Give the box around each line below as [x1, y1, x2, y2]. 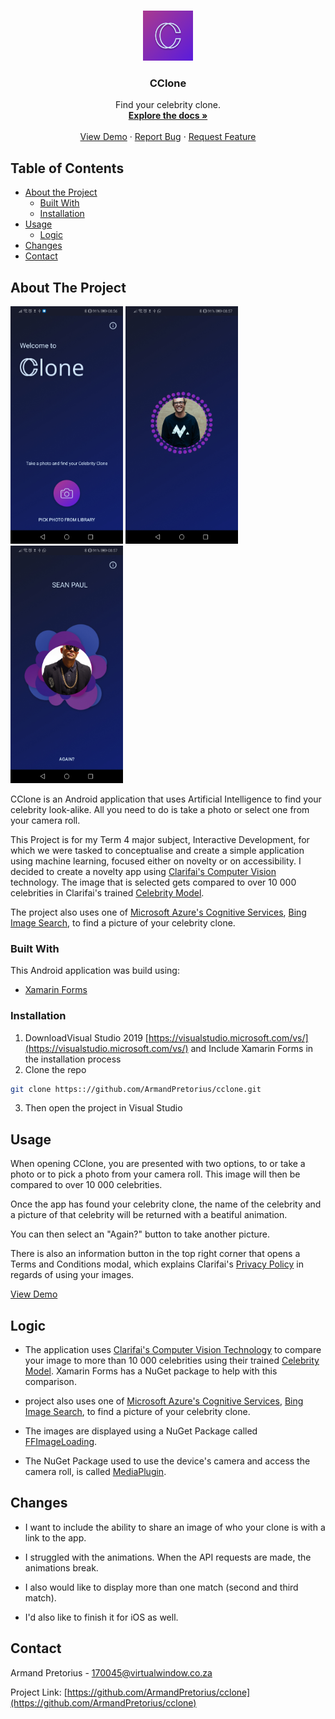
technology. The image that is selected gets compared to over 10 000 [10, 876, 297, 888]
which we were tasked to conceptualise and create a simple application [10, 844, 305, 856]
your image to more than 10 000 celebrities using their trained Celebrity [24, 1355, 320, 1367]
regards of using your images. [10, 1269, 135, 1281]
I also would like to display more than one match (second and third [24, 1581, 299, 1593]
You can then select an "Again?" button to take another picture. [10, 1228, 271, 1240]
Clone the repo [24, 1063, 87, 1075]
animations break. [24, 1561, 99, 1574]
